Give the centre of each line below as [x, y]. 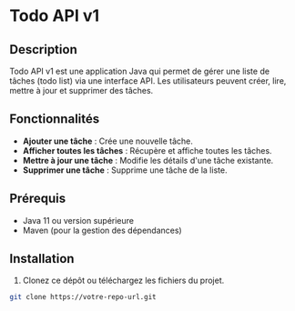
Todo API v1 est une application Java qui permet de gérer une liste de [140, 71]
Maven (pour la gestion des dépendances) [102, 230]
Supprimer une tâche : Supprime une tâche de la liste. [125, 170]
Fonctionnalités [55, 119]
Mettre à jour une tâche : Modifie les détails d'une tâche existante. [148, 160]
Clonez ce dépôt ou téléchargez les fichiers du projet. [123, 281]
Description [43, 50]
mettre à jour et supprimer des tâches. [81, 90]
